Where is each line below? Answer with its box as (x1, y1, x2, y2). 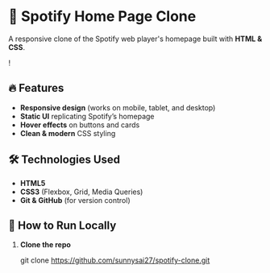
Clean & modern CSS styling (19, 128, 116, 138)
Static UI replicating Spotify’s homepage (19, 111, 155, 121)
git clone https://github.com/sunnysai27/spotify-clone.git (19, 255, 210, 265)
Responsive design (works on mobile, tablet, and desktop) (19, 102, 216, 112)
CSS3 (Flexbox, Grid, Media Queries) (19, 187, 143, 196)
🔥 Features (8, 81, 64, 95)
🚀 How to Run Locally (8, 218, 117, 232)
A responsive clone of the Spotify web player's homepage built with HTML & (8, 34, 263, 43)
